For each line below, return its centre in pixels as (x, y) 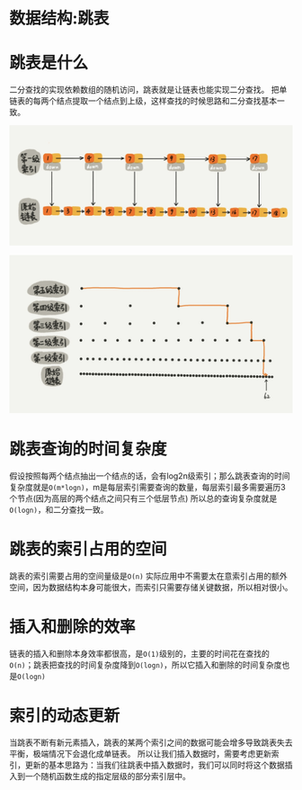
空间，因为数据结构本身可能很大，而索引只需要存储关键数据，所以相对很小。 (151, 587)
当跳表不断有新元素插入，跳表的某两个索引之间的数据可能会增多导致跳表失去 (151, 742)
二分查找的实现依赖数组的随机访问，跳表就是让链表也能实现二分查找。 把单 (148, 90)
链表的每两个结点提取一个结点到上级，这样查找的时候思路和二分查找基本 (143, 101)
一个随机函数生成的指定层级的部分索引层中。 (107, 776)
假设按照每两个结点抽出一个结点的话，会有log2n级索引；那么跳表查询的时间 (150, 476)
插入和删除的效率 (73, 627)
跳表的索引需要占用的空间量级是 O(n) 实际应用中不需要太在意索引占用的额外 (148, 576)
